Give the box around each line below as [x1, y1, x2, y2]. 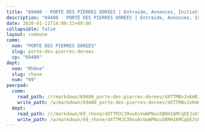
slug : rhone [12, 71, 43, 77]
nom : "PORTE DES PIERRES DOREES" [12, 43, 97, 49]
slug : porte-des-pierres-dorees [12, 49, 95, 55]
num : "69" [12, 77, 37, 83]
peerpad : [6, 83, 29, 89]
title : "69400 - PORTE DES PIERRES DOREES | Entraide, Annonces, [6, 9, 176, 15]
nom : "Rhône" [12, 65, 45, 72]
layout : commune [6, 32, 48, 38]
